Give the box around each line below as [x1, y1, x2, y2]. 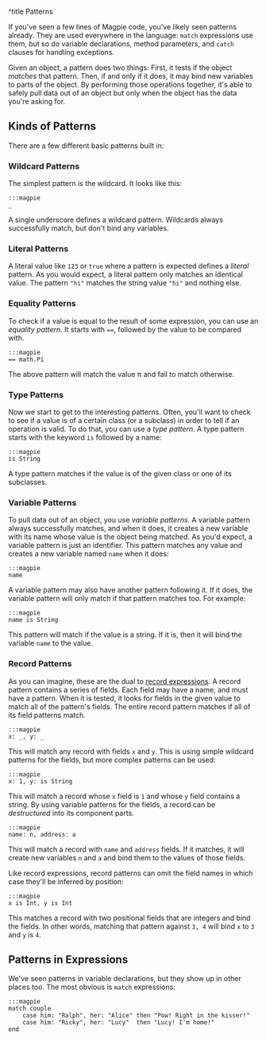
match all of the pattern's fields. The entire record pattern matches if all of [8, 701, 251, 711]
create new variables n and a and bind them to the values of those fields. [8, 852, 246, 862]
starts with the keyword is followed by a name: [8, 433, 162, 442]
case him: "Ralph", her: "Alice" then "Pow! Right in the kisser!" [22, 1011, 250, 1020]
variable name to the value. [8, 638, 94, 648]
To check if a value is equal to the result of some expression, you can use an [8, 316, 259, 325]
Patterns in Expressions [8, 953, 129, 966]
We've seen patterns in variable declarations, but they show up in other [8, 974, 241, 984]
